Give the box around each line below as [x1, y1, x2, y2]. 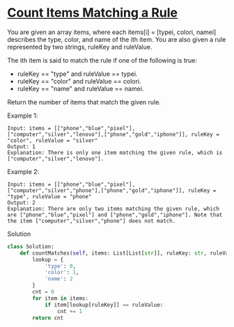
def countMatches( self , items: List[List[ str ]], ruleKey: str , [19, 249, 208, 257]
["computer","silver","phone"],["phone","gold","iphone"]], [7, 186, 186, 194]
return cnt [32, 314, 64, 321]
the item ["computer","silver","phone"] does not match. [7, 217, 176, 224]
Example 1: [7, 111, 38, 120]
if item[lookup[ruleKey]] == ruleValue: [44, 301, 164, 308]
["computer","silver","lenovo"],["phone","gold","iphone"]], [7, 131, 189, 138]
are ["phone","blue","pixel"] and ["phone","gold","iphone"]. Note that [7, 211, 223, 218]
